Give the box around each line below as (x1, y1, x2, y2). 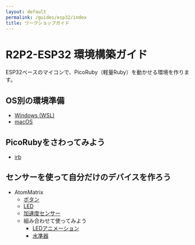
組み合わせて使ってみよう (23, 217, 87, 224)
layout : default (5, 8, 46, 15)
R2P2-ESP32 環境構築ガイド (5, 47, 148, 61)
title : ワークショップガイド (5, 20, 70, 26)
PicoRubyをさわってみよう (5, 137, 105, 147)
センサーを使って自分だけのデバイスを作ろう (5, 172, 172, 183)
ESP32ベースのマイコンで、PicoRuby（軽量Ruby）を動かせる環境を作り (5, 68, 184, 76)
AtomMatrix (14, 189, 43, 196)
